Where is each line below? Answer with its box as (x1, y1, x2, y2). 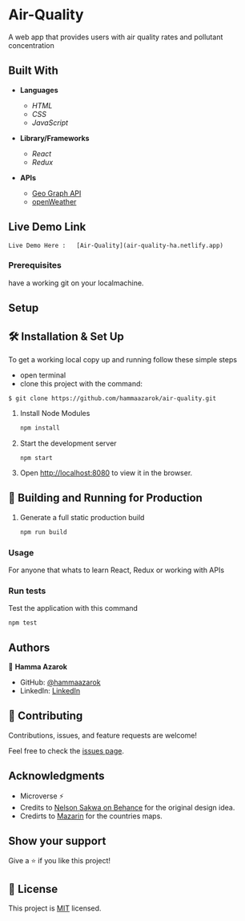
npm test (8, 619, 38, 627)
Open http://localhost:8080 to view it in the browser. (19, 467, 193, 478)
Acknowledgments (8, 770, 106, 783)
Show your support (8, 834, 106, 848)
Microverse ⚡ (19, 791, 64, 801)
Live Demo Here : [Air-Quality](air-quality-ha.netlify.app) (8, 241, 224, 249)
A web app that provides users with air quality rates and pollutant (8, 32, 223, 42)
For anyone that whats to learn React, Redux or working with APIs (8, 565, 225, 575)
